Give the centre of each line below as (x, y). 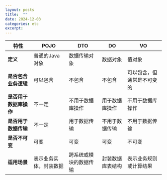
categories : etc (22, 24)
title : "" (16, 14)
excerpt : (14, 28)
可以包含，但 (142, 73)
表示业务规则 (142, 159)
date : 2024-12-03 (23, 19)
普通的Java (47, 56)
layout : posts (20, 10)
